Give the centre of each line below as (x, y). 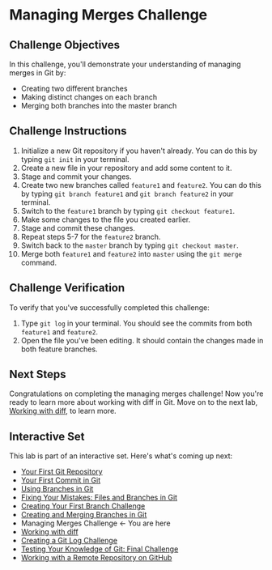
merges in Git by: (38, 73)
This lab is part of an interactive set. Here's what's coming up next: (121, 456)
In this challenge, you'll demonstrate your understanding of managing (125, 64)
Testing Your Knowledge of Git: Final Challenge (100, 549)
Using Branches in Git (57, 489)
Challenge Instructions (68, 131)
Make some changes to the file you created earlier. (106, 219)
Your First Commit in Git (61, 480)
